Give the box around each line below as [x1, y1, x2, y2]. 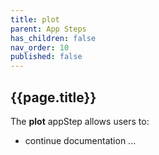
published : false [10, 52, 83, 62]
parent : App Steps [10, 24, 87, 34]
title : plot [10, 14, 60, 25]
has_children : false [10, 33, 97, 43]
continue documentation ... [24, 134, 137, 146]
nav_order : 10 [10, 42, 70, 53]
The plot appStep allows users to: [10, 115, 150, 127]
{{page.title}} [10, 89, 97, 106]
